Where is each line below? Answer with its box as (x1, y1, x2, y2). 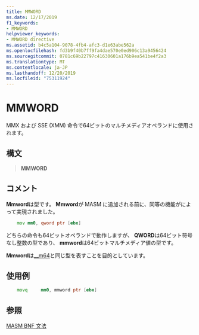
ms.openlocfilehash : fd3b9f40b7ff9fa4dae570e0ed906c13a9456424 (6, 48, 167, 54)
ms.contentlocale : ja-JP (6, 64, 68, 71)
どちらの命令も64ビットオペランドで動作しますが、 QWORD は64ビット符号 (6, 232, 192, 239)
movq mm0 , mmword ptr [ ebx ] (17, 287, 97, 293)
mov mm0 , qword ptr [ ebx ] (17, 220, 82, 226)
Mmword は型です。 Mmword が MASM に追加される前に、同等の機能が (6, 200, 181, 208)
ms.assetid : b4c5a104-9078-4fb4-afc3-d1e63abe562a (6, 42, 135, 48)
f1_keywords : (6, 20, 39, 26)
